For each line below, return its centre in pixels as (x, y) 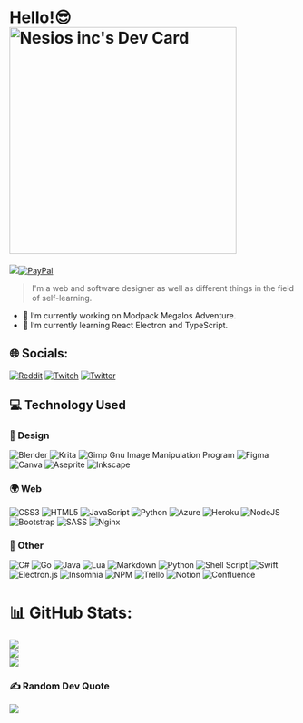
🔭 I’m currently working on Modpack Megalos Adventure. (129, 315)
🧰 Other (26, 545)
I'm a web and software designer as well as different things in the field (163, 288)
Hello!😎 (40, 18)
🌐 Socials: (39, 353)
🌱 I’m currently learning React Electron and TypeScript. (125, 325)
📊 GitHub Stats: (71, 613)
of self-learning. (62, 298)
